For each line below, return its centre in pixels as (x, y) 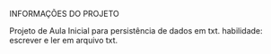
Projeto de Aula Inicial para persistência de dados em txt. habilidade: (136, 31)
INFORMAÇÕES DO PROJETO (64, 14)
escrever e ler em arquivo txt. (64, 40)
